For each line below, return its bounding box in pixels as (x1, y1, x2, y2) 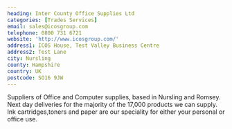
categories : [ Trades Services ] (7, 17, 98, 23)
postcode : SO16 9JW (7, 74, 64, 81)
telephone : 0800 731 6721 (7, 29, 82, 37)
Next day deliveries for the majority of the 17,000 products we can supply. (7, 101, 218, 109)
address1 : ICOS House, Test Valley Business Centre (7, 42, 159, 49)
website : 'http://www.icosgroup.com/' (7, 36, 119, 43)
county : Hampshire (7, 61, 60, 68)
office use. (7, 115, 38, 123)
